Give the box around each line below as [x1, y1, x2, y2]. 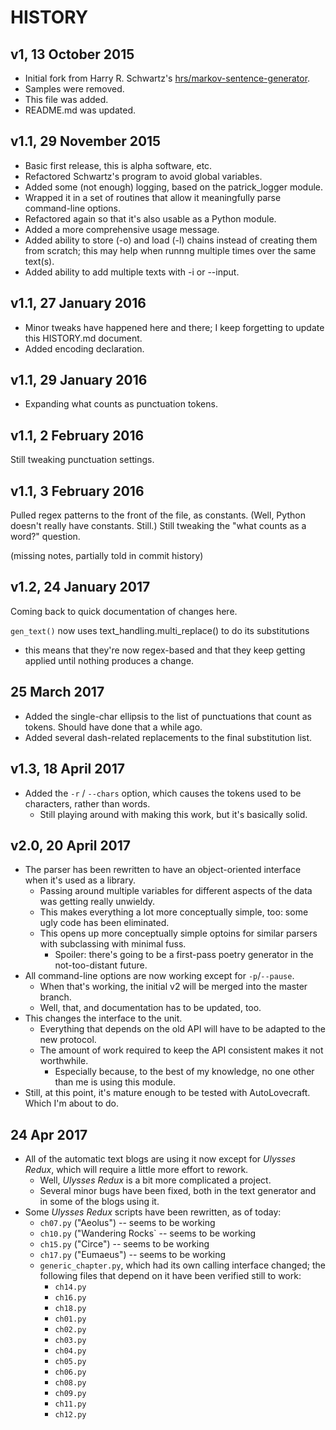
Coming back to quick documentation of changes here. [10, 605, 238, 617]
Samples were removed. [24, 83, 125, 95]
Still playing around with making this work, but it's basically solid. [39, 808, 308, 820]
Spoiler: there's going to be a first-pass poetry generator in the [54, 949, 314, 961]
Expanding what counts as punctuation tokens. [24, 398, 218, 410]
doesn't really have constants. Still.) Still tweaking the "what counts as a [10, 520, 307, 532]
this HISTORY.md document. [24, 332, 143, 344]
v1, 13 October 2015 [10, 46, 135, 63]
